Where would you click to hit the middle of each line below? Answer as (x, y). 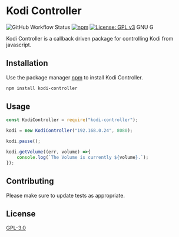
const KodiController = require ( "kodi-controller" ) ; (72, 120)
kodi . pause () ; (24, 141)
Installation (27, 63)
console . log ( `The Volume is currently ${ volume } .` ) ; (83, 157)
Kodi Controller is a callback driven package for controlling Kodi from (90, 38)
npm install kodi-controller (42, 88)
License (21, 214)
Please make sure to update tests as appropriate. (66, 195)
